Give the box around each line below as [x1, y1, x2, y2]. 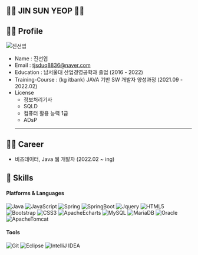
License [14, 89, 34, 96]
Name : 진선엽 [14, 55, 48, 62]
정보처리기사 [23, 96, 52, 104]
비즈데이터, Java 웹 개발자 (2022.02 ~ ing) [14, 156, 115, 163]
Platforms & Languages [6, 190, 65, 196]
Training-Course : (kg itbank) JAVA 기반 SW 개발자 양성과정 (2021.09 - [14, 76, 183, 83]
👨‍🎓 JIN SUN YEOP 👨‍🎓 [6, 6, 85, 16]
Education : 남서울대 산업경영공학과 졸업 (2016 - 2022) [14, 69, 143, 76]
